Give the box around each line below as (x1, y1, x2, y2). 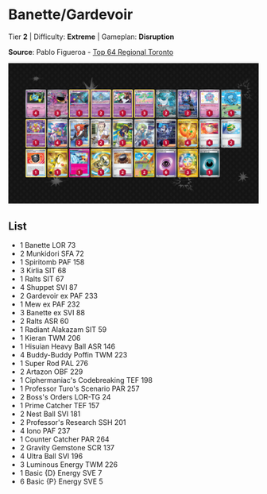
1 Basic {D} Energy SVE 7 (19, 469, 103, 478)
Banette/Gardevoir (8, 6, 133, 24)
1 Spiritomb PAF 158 (19, 257, 85, 267)
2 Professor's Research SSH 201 (19, 418, 126, 427)
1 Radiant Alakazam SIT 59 (19, 325, 107, 334)
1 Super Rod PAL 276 (19, 359, 89, 369)
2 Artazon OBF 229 (19, 367, 83, 376)
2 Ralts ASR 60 (19, 316, 69, 326)
